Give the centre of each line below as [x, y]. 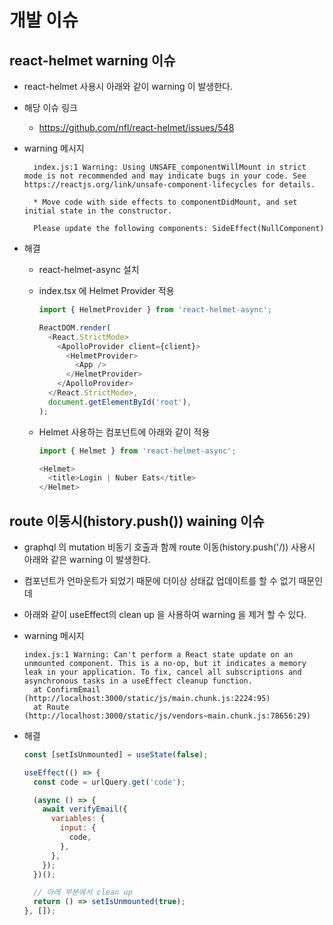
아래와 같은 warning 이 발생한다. [87, 559]
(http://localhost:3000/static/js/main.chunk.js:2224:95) [147, 698]
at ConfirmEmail [67, 689]
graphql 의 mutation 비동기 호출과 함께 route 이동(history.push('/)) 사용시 [169, 547]
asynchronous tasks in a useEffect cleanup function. [138, 681]
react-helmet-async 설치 [89, 269]
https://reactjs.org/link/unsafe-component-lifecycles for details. [169, 185]
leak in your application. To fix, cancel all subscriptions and [162, 672]
